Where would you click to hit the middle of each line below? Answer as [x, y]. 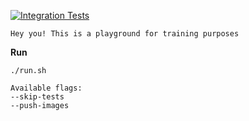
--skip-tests [37, 97]
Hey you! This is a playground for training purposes [125, 34]
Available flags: [46, 88]
